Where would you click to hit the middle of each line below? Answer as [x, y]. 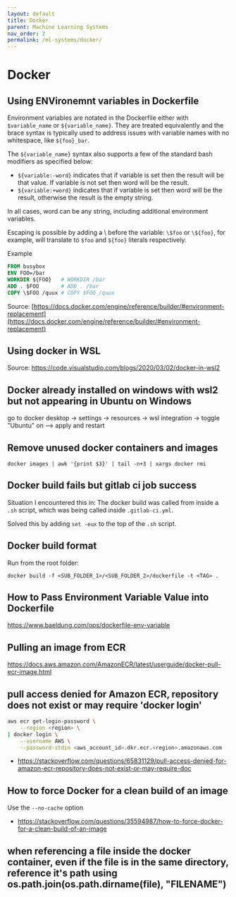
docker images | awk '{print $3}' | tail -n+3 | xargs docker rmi [107, 464]
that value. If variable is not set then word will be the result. [103, 183]
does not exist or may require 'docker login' [105, 705]
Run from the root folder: [43, 563]
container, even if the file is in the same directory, [118, 862]
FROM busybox [26, 267]
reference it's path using [62, 873]
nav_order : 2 [26, 33]
